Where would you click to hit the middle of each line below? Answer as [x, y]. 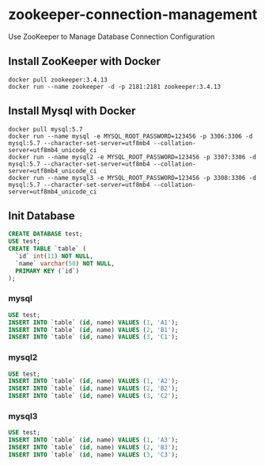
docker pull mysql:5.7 [45, 129]
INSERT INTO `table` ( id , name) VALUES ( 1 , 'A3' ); [93, 440]
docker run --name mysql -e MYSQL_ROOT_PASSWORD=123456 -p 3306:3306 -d [131, 136]
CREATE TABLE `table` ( [47, 249]
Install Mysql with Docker [72, 111]
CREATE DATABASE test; [45, 234]
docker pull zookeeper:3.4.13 [58, 80]
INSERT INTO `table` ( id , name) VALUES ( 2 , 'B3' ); [93, 448]
